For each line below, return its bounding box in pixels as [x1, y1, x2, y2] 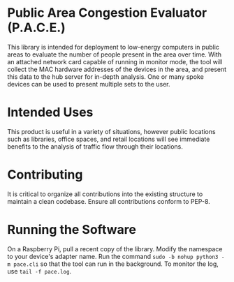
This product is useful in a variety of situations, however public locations [7, 127, 216, 135]
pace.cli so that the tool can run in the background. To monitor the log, [13, 260, 219, 268]
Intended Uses [7, 105, 94, 120]
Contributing [7, 167, 83, 183]
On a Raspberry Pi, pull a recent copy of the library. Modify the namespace [7, 244, 223, 253]
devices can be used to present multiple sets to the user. [7, 80, 170, 88]
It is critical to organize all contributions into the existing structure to [7, 190, 203, 198]
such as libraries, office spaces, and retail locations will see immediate [7, 135, 210, 143]
